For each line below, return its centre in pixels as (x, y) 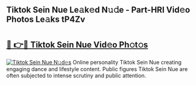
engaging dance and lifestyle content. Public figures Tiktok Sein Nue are (97, 69)
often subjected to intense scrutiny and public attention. (76, 76)
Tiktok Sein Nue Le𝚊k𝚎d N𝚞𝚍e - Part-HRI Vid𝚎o (98, 10)
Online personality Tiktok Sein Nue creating (127, 62)
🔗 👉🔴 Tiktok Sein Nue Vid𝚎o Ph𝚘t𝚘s (77, 45)
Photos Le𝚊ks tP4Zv (46, 20)
